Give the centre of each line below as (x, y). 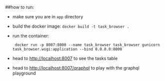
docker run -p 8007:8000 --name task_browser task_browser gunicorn (87, 45)
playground (24, 73)
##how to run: (20, 7)
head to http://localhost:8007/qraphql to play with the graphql (76, 68)
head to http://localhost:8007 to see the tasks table (65, 58)
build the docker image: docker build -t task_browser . (71, 26)
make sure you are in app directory (48, 17)
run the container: (31, 36)
